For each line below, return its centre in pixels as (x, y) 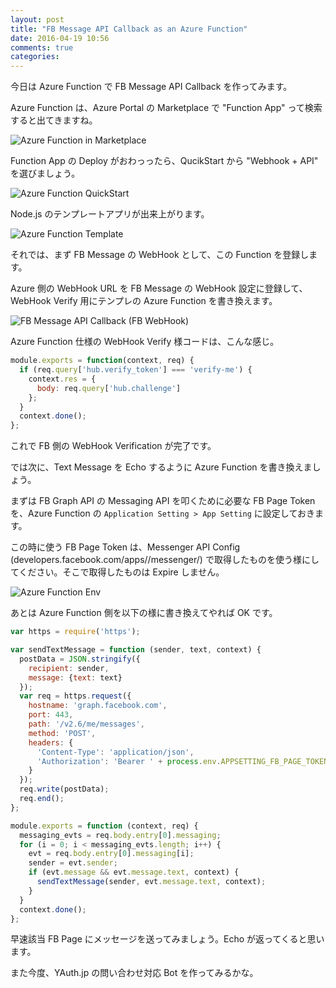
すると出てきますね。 (54, 120)
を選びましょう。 (45, 173)
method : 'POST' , (62, 733)
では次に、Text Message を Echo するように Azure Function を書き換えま (161, 467)
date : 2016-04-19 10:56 (60, 38)
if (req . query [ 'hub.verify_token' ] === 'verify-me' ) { (136, 370)
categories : (35, 57)
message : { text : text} (75, 677)
